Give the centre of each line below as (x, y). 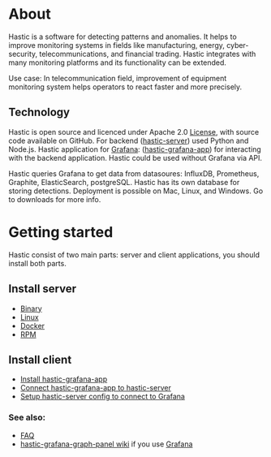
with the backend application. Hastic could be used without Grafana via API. (135, 157)
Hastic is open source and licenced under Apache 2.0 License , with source (134, 131)
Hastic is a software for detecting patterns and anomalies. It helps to (123, 37)
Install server (43, 289)
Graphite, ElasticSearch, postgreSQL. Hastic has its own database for (124, 182)
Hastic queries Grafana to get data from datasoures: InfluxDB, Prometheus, (134, 173)
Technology (39, 112)
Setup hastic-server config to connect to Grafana (102, 397)
